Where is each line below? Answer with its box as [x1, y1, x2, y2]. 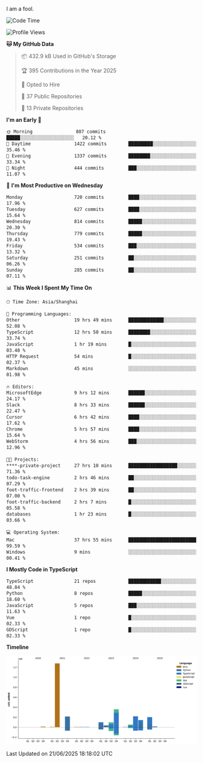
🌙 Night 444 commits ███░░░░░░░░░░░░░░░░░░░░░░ [6, 165, 197, 171]
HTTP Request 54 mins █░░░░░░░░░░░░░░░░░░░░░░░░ [6, 354, 197, 360]
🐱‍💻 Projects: [6, 457, 39, 463]
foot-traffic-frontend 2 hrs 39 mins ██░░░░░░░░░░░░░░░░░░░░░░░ [6, 487, 197, 493]
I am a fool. [6, 5, 35, 12]
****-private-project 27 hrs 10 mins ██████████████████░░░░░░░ [6, 463, 197, 469]
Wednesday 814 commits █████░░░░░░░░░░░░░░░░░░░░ [6, 218, 197, 224]
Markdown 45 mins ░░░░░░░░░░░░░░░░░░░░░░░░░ [6, 366, 197, 372]
